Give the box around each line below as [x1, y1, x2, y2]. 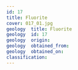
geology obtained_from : [6, 43, 69, 49]
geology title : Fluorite [6, 26, 72, 32]
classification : [6, 54, 48, 60]
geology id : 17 [6, 32, 48, 38]
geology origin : [6, 37, 51, 43]
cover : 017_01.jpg [6, 20, 53, 26]
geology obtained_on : [6, 49, 64, 55]
